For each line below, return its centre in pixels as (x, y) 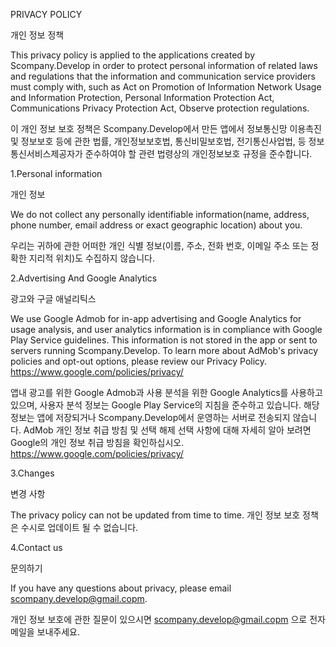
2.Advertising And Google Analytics (84, 278)
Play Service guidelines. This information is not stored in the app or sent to (164, 340)
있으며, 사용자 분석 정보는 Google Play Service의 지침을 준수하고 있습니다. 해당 (165, 405)
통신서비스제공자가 (46, 153)
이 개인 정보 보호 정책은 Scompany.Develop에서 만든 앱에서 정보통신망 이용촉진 (166, 128)
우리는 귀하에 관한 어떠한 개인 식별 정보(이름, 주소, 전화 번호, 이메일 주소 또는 (159, 245)
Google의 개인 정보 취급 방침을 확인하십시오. (97, 442)
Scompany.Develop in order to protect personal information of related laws (164, 65)
